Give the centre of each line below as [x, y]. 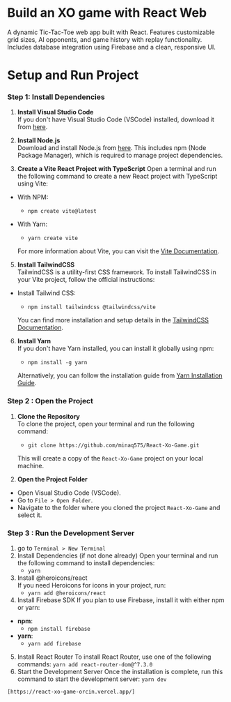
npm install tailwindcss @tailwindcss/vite [92, 307]
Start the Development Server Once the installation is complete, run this [120, 672]
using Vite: [33, 184]
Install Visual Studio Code [55, 112]
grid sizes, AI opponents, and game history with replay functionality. [105, 39]
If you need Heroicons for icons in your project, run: [91, 585]
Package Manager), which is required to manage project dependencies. [120, 156]
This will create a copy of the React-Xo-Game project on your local [110, 458]
